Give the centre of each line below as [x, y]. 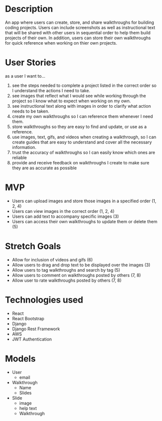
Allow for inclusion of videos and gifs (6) [52, 259]
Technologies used [44, 300]
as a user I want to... [25, 76]
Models [20, 359]
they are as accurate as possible [44, 168]
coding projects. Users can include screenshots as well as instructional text [80, 27]
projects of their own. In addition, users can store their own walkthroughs [78, 38]
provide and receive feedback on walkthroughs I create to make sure [81, 162]
